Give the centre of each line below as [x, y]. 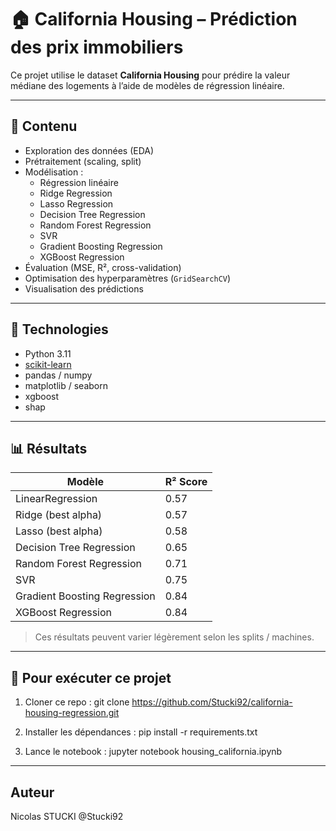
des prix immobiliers [97, 47]
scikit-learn [48, 364]
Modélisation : [54, 172]
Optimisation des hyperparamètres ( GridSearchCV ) [128, 278]
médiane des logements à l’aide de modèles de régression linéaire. [147, 85]
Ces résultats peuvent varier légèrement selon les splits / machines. [174, 637]
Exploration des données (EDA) [89, 150]
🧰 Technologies [59, 329]
